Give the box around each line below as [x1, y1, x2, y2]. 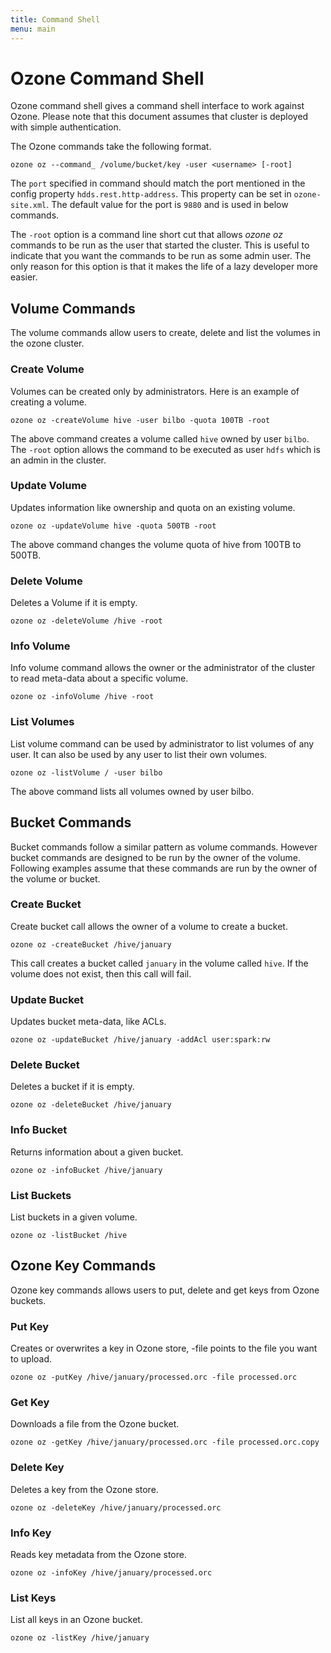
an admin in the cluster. [10, 454, 107, 466]
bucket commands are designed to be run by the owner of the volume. [10, 851, 301, 863]
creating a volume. [10, 396, 87, 408]
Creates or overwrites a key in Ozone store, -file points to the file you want [10, 1342, 318, 1355]
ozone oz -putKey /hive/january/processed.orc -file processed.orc [10, 1372, 298, 1383]
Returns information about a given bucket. [10, 1146, 184, 1158]
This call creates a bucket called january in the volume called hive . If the [10, 957, 309, 969]
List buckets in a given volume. [10, 1211, 138, 1223]
